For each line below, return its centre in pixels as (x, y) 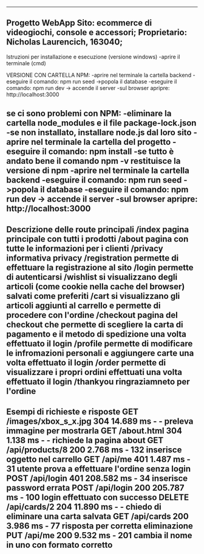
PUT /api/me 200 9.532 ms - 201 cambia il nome (99, 535)
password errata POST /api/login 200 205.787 (95, 488)
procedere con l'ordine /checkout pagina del (92, 315)
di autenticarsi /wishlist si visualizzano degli (92, 277)
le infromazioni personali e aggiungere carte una (100, 353)
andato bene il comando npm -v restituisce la (93, 161)
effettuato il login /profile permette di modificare (100, 344)
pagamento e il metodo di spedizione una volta (97, 334)
